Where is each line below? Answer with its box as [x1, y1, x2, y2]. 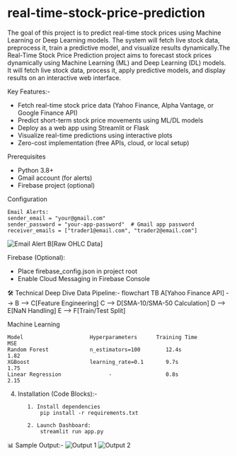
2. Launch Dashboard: [27, 421, 91, 429]
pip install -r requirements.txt [40, 409, 139, 416]
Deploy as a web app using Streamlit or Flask [17, 123, 150, 132]
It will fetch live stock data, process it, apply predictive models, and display [7, 66, 226, 74]
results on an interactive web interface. [7, 73, 122, 82]
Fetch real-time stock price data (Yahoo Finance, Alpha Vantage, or [17, 101, 214, 109]
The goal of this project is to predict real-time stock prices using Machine [7, 28, 221, 37]
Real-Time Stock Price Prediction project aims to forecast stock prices [7, 51, 212, 59]
